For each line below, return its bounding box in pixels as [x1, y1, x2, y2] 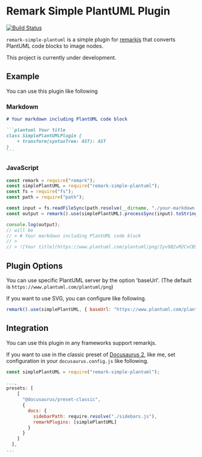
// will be [6, 227, 34, 233]
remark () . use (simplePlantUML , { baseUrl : [6, 306, 112, 313]
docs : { [28, 408, 47, 414]
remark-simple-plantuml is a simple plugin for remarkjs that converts [6, 36, 176, 43]
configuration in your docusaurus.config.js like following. [6, 357, 149, 364]
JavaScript [6, 164, 39, 172]
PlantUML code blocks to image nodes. [6, 42, 104, 49]
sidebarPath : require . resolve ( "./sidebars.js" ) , [32, 413, 158, 420]
